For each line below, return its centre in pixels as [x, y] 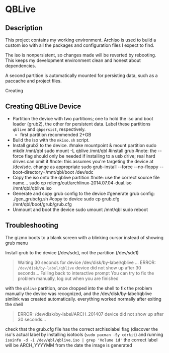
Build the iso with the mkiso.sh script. [51, 140]
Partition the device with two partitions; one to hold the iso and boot [83, 118]
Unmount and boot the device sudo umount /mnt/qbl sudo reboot [80, 209]
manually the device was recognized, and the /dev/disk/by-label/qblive [79, 294]
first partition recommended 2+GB [56, 134]
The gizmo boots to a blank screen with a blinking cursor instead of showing [84, 237]
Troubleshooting [32, 225]
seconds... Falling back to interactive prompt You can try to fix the [86, 273]
